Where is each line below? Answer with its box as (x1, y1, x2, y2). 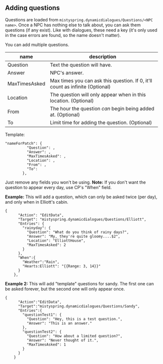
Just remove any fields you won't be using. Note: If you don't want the (5, 179, 146, 185)
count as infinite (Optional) (50, 83, 111, 90)
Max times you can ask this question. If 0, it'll (50, 77, 152, 84)
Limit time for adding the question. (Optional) (50, 119, 152, 126)
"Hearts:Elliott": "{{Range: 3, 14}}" (22, 263, 101, 269)
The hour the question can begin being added (50, 105, 154, 112)
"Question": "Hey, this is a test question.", (26, 316, 123, 321)
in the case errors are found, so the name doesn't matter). (5, 32, 121, 38)
